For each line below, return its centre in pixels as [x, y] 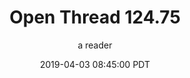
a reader [95, 45]
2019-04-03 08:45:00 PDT [95, 64]
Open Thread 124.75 [95, 17]
